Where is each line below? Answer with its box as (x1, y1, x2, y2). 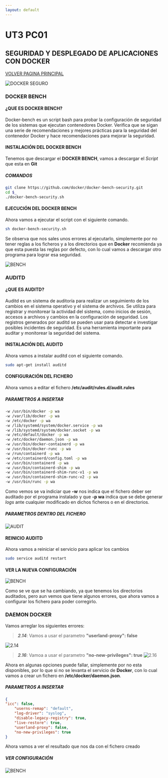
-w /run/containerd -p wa (5, 451, 60, 456)
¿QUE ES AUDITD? (5, 286, 44, 293)
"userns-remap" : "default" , (14, 706, 73, 711)
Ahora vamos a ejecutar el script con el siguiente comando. (5, 217, 129, 223)
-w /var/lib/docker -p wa (5, 413, 60, 419)
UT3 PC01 (5, 29, 48, 40)
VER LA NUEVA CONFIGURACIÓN (5, 566, 77, 573)
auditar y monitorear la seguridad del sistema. (5, 330, 101, 336)
